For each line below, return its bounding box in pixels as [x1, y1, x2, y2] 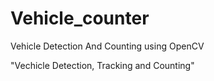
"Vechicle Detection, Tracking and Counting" [10, 59, 195, 71]
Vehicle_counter [10, 7, 150, 30]
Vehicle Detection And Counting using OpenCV [10, 40, 205, 52]
